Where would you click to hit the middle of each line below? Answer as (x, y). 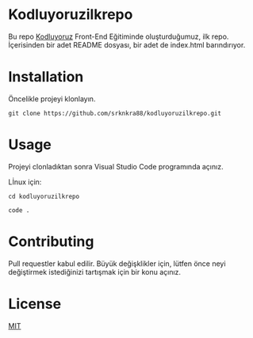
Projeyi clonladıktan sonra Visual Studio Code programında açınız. (116, 166)
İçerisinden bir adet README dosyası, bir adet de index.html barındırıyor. (127, 44)
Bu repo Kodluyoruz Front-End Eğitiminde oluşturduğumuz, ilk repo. (119, 36)
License (35, 304)
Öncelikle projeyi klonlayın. (52, 99)
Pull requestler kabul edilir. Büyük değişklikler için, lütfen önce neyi (117, 264)
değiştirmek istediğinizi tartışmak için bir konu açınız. (94, 272)
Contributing (51, 241)
